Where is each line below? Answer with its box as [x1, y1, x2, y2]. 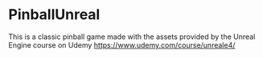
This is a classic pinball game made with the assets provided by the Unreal [8, 32, 256, 41]
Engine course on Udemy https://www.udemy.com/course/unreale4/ [8, 40, 236, 49]
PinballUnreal [8, 6, 101, 24]
